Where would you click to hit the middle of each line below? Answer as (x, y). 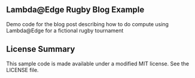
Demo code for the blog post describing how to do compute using (88, 24)
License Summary (41, 49)
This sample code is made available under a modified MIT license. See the (98, 63)
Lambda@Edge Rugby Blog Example (75, 10)
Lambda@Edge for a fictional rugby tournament (65, 30)
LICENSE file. (22, 70)
